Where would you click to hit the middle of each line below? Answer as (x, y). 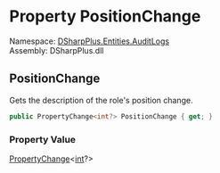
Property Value (43, 139)
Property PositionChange (105, 16)
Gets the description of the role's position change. (101, 100)
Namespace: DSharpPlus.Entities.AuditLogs (90, 41)
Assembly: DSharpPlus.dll (57, 50)
